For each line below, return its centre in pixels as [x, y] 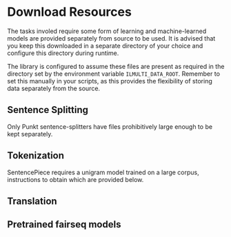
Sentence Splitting [48, 110]
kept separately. [30, 134]
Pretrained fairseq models [64, 225]
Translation [32, 201]
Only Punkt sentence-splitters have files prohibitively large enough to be [110, 126]
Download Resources [70, 12]
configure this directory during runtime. [63, 53]
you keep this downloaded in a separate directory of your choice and [105, 45]
